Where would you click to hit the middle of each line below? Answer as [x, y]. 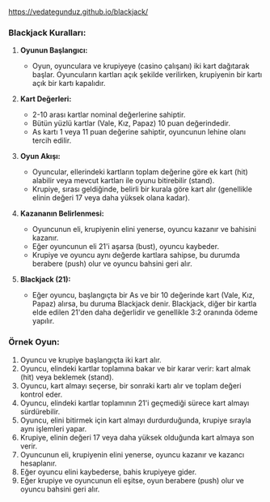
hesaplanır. [38, 463]
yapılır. [43, 321]
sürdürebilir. [40, 411]
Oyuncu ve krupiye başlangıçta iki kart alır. [91, 359]
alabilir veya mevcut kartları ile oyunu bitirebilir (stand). [123, 181]
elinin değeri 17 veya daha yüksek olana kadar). [111, 198]
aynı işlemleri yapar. [53, 428]
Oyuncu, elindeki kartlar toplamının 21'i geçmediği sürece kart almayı [135, 403]
